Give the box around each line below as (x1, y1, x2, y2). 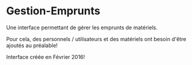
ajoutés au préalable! (6, 42, 58, 49)
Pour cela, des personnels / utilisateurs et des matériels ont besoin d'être (6, 35, 187, 42)
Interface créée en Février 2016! (6, 53, 86, 60)
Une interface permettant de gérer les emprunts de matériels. (6, 24, 158, 31)
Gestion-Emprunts (6, 4, 100, 18)
